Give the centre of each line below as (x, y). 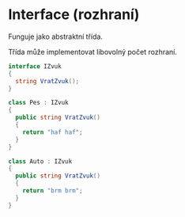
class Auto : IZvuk (40, 161)
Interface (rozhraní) (74, 15)
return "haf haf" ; (53, 132)
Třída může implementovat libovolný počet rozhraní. (93, 51)
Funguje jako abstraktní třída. (55, 36)
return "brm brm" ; (53, 191)
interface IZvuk (35, 66)
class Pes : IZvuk (38, 103)
